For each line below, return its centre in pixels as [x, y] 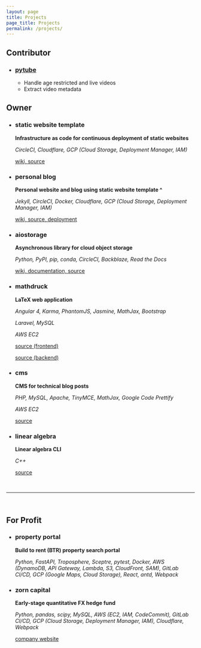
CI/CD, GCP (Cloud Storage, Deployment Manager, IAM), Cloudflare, [99, 621]
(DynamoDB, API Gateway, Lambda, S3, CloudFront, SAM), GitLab [97, 568]
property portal [38, 537]
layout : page [22, 12]
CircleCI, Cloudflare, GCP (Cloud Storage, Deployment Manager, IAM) [101, 150]
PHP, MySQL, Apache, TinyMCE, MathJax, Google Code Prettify [94, 397]
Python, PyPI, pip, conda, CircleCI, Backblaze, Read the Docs [91, 259]
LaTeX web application [44, 299]
